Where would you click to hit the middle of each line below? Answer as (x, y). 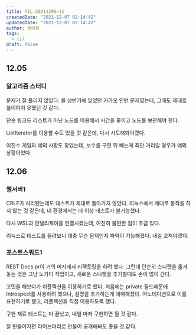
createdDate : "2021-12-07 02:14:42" (51, 17)
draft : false (22, 45)
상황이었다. (19, 152)
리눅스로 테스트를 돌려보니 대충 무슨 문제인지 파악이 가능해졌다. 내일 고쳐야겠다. (97, 236)
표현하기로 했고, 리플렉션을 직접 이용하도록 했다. (61, 301)
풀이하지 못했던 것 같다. (33, 107)
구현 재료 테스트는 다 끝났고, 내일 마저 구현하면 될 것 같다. (72, 314)
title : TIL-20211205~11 (35, 12)
